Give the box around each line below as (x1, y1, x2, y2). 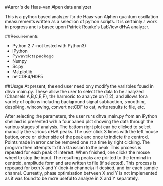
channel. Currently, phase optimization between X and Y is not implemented (5, 170, 158, 176)
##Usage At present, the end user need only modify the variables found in (5, 83, 154, 89)
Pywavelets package (12, 53, 54, 59)
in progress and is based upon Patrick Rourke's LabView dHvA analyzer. (5, 24, 150, 30)
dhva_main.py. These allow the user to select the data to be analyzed (5, 89, 144, 94)
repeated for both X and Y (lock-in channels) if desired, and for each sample (5, 165, 158, 171)
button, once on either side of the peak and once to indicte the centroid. (5, 134, 149, 140)
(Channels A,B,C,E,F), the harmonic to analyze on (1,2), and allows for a (5, 93, 148, 99)
